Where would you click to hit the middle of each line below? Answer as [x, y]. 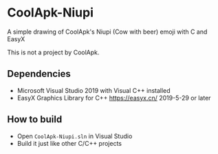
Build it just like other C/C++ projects [69, 143]
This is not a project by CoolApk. [53, 52]
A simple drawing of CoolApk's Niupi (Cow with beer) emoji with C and [107, 32]
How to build [35, 119]
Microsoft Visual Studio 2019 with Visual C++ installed [94, 90]
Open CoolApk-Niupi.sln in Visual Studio [75, 136]
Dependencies [39, 74]
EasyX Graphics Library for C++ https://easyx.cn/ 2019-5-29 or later [114, 98]
